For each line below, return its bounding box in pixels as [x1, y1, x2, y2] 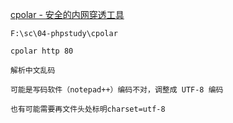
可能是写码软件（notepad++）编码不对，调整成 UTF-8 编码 [10, 85, 224, 95]
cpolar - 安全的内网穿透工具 [10, 9, 125, 20]
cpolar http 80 [10, 46, 74, 56]
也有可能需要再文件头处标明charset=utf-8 [10, 104, 166, 114]
